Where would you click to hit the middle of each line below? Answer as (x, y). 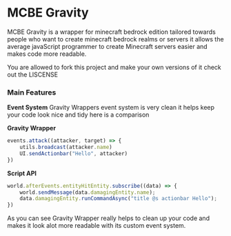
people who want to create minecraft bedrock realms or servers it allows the (115, 39)
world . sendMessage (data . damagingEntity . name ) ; (88, 192)
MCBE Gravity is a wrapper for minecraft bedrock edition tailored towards (111, 32)
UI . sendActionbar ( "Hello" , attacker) (74, 153)
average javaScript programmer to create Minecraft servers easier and (108, 46)
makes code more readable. (47, 54)
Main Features (32, 92)
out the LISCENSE (33, 75)
